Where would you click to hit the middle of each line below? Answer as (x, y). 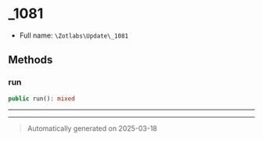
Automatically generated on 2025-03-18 (92, 128)
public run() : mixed (42, 99)
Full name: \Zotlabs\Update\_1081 (74, 35)
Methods (31, 60)
